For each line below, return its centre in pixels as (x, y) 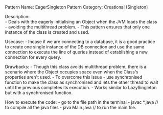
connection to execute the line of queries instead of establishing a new (76, 52)
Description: (17, 16)
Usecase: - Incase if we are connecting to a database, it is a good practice (80, 42)
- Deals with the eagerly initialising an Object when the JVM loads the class (81, 22)
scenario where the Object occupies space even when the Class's (72, 72)
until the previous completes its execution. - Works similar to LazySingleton (81, 87)
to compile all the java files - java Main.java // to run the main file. (70, 107)
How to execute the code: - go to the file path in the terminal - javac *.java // (82, 102)
